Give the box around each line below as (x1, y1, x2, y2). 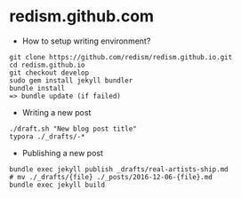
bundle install (9, 83, 66, 92)
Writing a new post (21, 107, 92, 117)
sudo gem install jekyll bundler (9, 75, 133, 85)
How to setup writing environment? (21, 36, 151, 46)
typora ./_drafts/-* (9, 131, 86, 141)
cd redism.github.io (9, 60, 86, 69)
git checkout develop (9, 68, 90, 77)
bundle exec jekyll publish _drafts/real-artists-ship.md (9, 164, 229, 174)
